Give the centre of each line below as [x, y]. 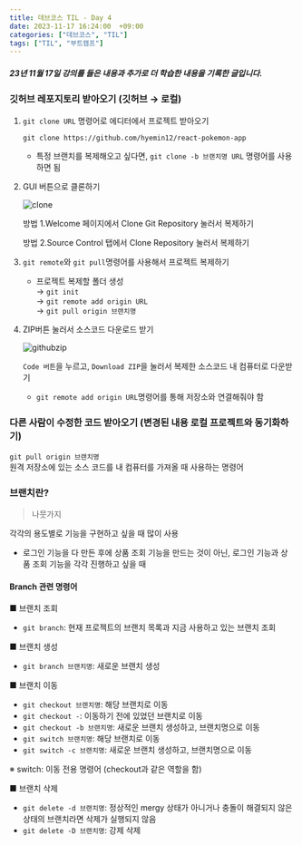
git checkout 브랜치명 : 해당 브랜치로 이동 [95, 704]
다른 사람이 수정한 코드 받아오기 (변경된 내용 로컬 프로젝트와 [131, 422]
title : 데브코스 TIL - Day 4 [60, 18]
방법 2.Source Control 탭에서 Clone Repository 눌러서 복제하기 [136, 242]
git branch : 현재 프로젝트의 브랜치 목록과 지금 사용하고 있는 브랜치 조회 [149, 627]
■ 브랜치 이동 [34, 685]
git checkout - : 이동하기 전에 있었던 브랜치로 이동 [112, 716]
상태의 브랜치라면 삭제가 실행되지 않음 [89, 819]
